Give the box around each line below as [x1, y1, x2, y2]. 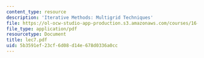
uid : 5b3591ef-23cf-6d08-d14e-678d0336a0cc [6, 43, 118, 49]
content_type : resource [6, 8, 67, 15]
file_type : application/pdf [6, 25, 78, 32]
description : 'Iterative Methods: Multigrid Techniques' [6, 14, 154, 21]
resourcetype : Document [6, 31, 67, 37]
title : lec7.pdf [6, 37, 47, 43]
